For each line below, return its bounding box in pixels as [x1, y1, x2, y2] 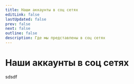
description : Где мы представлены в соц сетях [5, 36, 106, 41]
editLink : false [5, 12, 40, 17]
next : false [5, 26, 30, 31]
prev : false [5, 21, 30, 27]
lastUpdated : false [5, 17, 47, 22]
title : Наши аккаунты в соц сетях [5, 7, 79, 13]
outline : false [5, 31, 38, 36]
